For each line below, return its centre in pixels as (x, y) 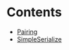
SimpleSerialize (39, 39)
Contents (34, 12)
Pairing (27, 32)
